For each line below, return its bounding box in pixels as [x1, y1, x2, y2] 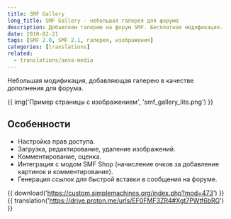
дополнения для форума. [7, 83, 84, 92]
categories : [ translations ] [7, 43, 91, 50]
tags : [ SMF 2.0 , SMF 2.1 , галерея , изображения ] [7, 37, 154, 44]
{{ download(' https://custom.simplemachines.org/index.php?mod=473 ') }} [7, 188, 225, 197]
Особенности [7, 118, 71, 130]
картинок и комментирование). [17, 167, 113, 176]
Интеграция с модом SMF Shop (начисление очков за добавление [17, 159, 220, 168]
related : [7, 50, 33, 58]
